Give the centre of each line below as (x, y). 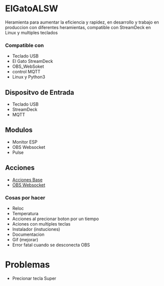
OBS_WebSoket (28, 66)
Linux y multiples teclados (31, 32)
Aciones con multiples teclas (41, 224)
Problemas (27, 265)
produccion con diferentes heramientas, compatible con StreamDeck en (78, 27)
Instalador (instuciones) (36, 229)
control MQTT (26, 72)
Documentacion (28, 234)
